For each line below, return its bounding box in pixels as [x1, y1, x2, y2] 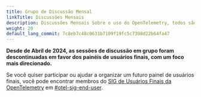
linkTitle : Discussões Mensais [6, 14, 84, 20]
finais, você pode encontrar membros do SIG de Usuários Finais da [6, 78, 172, 85]
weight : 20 [6, 25, 33, 32]
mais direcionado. [6, 60, 52, 67]
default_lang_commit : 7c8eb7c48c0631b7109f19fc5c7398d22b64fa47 [6, 31, 170, 37]
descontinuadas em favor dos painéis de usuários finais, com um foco [6, 54, 184, 61]
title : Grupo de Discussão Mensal [6, 8, 93, 15]
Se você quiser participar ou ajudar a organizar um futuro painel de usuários [6, 71, 194, 79]
